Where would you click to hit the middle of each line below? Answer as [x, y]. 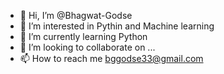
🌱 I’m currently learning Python [83, 36]
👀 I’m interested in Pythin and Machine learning [117, 26]
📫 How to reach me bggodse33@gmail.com [111, 58]
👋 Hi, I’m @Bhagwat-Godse [76, 15]
